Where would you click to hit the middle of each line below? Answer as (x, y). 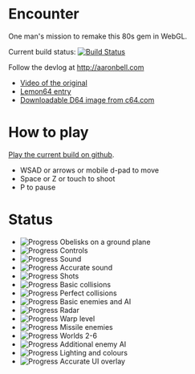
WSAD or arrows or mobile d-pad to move (89, 170)
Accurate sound (86, 267)
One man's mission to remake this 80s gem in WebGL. (98, 36)
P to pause (38, 187)
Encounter (44, 14)
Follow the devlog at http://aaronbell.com (76, 67)
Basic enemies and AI (95, 301)
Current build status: (42, 51)
